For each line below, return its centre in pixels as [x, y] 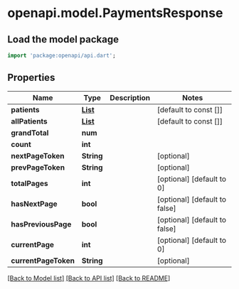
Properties [31, 78]
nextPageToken [38, 156]
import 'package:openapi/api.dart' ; [62, 55]
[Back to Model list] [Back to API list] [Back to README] [89, 278]
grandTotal [30, 133]
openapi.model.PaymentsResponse [115, 13]
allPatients [29, 121]
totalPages [30, 183]
